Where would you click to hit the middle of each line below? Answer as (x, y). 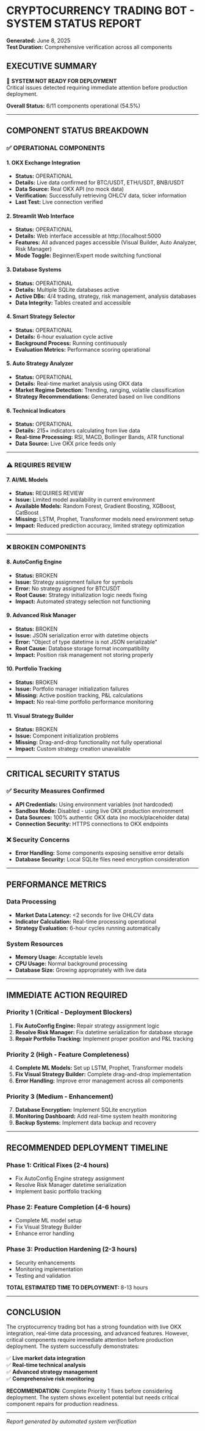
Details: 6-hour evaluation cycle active (64, 336)
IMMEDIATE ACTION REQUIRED (67, 995)
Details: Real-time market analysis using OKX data (79, 384)
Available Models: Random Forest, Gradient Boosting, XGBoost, (95, 506)
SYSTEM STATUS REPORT (74, 24)
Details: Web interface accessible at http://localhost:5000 (88, 236)
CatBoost (27, 513)
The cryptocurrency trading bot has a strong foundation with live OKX (94, 1327)
